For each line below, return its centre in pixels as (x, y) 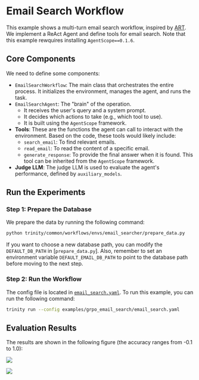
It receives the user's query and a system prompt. (85, 110)
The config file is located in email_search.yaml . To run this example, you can (100, 292)
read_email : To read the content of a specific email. (87, 148)
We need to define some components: (53, 73)
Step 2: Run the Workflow (44, 279)
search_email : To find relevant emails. (70, 142)
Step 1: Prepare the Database (49, 209)
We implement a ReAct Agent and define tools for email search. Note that (96, 33)
